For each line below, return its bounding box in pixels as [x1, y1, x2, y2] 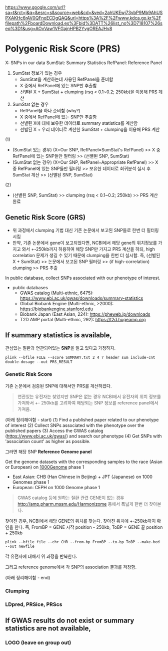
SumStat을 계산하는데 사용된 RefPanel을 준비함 [19, 76, 113, 82]
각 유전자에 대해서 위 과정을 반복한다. [5, 553, 77, 559]
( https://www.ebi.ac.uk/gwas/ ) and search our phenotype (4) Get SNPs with [5, 433, 162, 439]
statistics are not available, [5, 624, 91, 633]
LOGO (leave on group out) [5, 639, 71, 646]
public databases [12, 284, 48, 290]
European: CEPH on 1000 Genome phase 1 [12, 484, 100, 490]
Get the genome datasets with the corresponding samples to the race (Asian [5, 459, 162, 465]
